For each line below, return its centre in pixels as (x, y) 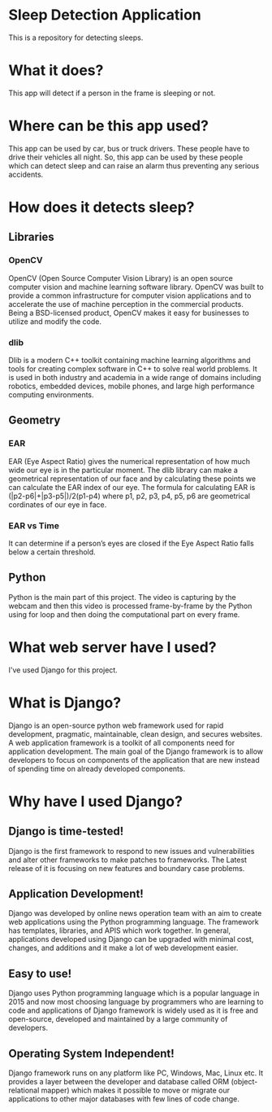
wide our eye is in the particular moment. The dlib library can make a (123, 470)
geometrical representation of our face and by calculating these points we (132, 479)
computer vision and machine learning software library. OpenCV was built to (136, 287)
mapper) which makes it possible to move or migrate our (135, 1090)
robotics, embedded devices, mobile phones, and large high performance (132, 386)
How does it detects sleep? (101, 207)
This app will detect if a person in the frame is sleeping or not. (112, 93)
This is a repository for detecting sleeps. (76, 37)
